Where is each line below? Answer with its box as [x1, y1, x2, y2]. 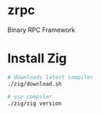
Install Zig [7, 50, 68, 67]
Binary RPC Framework [7, 25, 76, 34]
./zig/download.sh [7, 80, 62, 87]
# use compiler [7, 93, 53, 101]
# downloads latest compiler [7, 74, 94, 81]
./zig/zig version [7, 100, 62, 107]
